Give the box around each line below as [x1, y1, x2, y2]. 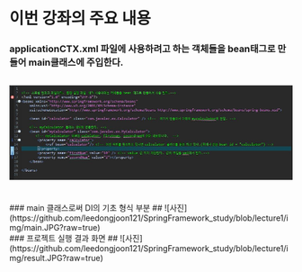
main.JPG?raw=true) [23, 222, 101, 233]
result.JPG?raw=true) [23, 253, 103, 264]
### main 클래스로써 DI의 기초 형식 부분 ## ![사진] [9, 203, 188, 213]
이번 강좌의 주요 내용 [9, 8, 151, 29]
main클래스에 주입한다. [28, 56, 124, 68]
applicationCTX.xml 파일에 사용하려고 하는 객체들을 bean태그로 [9, 42, 276, 55]
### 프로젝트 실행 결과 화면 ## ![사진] [9, 233, 143, 244]
